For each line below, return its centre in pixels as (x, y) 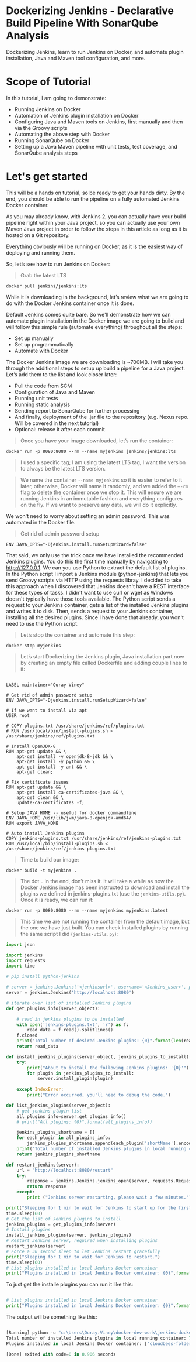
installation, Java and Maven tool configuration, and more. (76, 58)
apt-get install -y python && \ (56, 761)
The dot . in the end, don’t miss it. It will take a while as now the (97, 881)
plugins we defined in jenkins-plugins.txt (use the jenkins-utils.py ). (103, 893)
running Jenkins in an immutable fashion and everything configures (101, 498)
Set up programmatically (44, 344)
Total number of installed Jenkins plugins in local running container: (96, 1338)
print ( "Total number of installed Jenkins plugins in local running (101, 1149)
